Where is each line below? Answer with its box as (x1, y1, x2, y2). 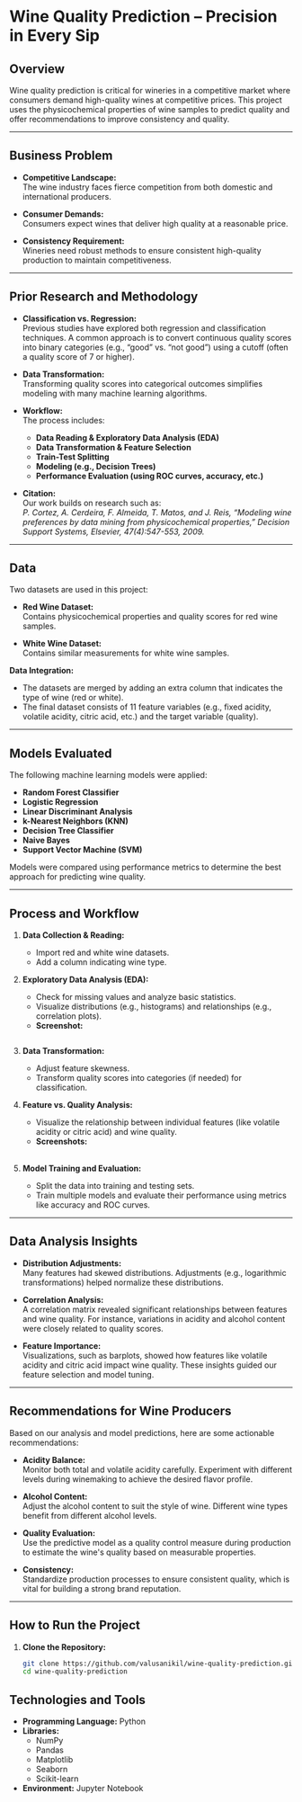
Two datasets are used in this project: (9, 584, 148, 595)
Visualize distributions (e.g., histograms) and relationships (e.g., (35, 1001, 272, 1013)
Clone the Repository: (22, 1641, 106, 1652)
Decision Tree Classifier (22, 825, 114, 836)
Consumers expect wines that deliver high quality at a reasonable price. (22, 218, 289, 228)
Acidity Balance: (22, 1454, 86, 1465)
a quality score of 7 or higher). (22, 351, 135, 361)
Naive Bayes (22, 834, 70, 846)
